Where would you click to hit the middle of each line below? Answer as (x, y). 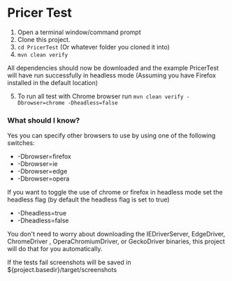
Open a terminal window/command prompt (79, 32)
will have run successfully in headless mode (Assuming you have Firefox (112, 75)
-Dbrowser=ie (37, 164)
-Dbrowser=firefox (44, 157)
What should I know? (44, 120)
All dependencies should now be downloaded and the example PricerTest (113, 68)
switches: (21, 143)
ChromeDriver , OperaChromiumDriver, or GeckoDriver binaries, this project (116, 241)
